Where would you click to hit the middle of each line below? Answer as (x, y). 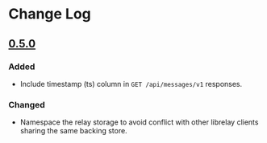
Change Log (50, 14)
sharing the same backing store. (73, 131)
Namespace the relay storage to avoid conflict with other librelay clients (139, 122)
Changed (27, 104)
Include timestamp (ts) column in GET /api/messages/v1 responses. (131, 84)
